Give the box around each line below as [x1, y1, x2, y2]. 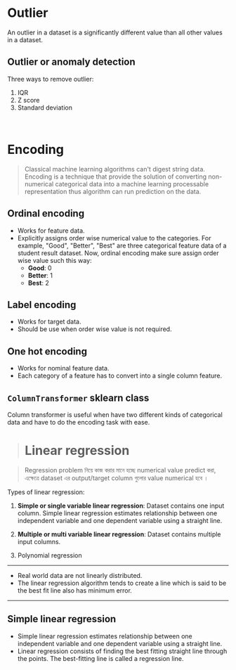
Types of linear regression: [7, 487, 85, 496]
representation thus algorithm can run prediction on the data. [24, 187, 202, 195]
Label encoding [7, 299, 77, 311]
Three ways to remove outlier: [7, 75, 94, 83]
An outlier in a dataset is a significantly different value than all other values [7, 28, 223, 37]
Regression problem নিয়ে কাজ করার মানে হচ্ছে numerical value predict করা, [24, 465, 216, 474]
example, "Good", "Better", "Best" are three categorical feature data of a [17, 241, 227, 250]
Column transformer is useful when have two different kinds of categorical [7, 410, 223, 419]
